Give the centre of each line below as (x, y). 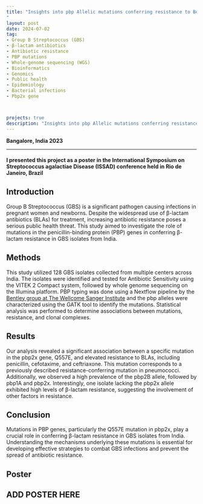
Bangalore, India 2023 (35, 140)
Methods (24, 258)
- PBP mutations (27, 57)
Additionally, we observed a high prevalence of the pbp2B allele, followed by (101, 376)
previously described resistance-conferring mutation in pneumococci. (93, 370)
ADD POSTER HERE (43, 495)
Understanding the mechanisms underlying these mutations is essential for (100, 442)
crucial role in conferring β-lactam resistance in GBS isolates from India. (96, 436)
